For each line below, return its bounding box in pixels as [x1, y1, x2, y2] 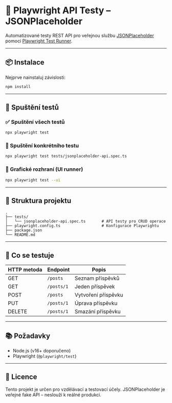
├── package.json [5, 228, 42, 233]
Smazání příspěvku [74, 308, 121, 315]
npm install [5, 84, 31, 89]
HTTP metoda [8, 266, 42, 273]
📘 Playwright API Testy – [5, 5, 111, 16]
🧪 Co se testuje [5, 251, 55, 260]
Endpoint [47, 266, 70, 273]
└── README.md [5, 232, 36, 237]
